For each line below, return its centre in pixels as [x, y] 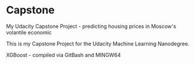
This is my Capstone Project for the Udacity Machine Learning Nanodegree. [98, 44]
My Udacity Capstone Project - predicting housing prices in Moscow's [91, 26]
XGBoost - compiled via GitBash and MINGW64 [64, 55]
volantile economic [29, 32]
